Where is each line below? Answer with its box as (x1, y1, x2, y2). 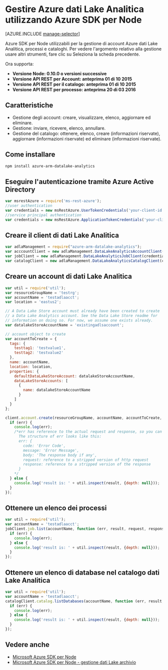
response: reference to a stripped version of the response (23, 462, 151, 467)
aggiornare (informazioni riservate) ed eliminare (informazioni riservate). (12, 135, 161, 141)
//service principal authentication (5, 212, 81, 218)
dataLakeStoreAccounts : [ (14, 378, 68, 383)
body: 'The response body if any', (23, 452, 97, 457)
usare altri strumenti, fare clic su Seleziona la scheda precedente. (5, 51, 140, 57)
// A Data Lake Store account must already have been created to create (5, 308, 160, 314)
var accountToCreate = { (5, 336, 57, 342)
